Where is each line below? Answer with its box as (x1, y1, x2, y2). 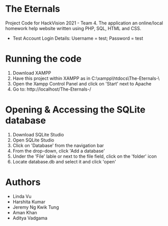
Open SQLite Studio (12, 137, 54, 143)
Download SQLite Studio (12, 131, 64, 137)
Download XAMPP (12, 70, 51, 76)
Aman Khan (12, 209, 37, 215)
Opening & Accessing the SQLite (5, 104, 146, 116)
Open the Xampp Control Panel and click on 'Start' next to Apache (12, 80, 152, 87)
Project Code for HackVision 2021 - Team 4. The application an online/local (5, 20, 163, 26)
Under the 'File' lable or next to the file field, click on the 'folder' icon (12, 153, 157, 159)
